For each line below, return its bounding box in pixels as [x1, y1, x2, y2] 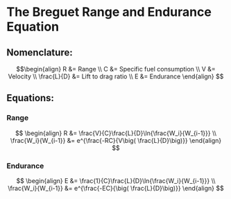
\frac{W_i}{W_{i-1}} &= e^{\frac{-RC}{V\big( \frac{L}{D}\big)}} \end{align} [10, 136, 222, 144]
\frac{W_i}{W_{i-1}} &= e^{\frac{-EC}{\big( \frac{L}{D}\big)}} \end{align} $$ [8, 184, 224, 192]
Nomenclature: [6, 46, 74, 58]
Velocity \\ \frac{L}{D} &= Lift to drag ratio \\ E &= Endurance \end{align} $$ [8, 72, 224, 80]
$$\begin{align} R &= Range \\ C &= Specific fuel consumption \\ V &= [16, 65, 216, 73]
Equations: [6, 92, 55, 104]
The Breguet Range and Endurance [6, 4, 212, 20]
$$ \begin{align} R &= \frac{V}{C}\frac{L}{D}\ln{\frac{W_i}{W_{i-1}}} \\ [15, 129, 216, 137]
